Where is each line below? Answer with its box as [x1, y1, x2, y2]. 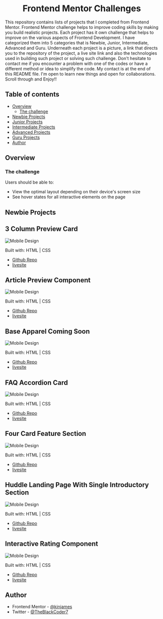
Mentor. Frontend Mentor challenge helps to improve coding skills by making [5, 24, 159, 30]
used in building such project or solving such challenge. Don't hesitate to [5, 55, 151, 61]
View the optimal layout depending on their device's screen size [12, 189, 141, 195]
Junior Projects [12, 119, 43, 124]
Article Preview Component [5, 276, 91, 285]
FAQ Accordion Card [5, 378, 68, 387]
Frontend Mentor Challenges [22, 3, 141, 14]
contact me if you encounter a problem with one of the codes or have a [5, 61, 148, 66]
